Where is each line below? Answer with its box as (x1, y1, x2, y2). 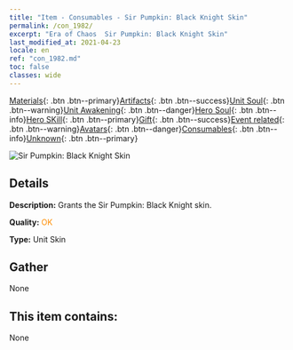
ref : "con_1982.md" (9, 54, 82, 63)
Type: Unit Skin (9, 234, 67, 244)
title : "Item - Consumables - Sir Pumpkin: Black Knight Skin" (9, 12, 249, 22)
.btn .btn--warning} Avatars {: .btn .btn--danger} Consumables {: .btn (9, 123, 255, 134)
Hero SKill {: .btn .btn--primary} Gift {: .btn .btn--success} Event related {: (26, 114, 285, 124)
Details (9, 176, 49, 191)
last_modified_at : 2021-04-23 (9, 37, 122, 47)
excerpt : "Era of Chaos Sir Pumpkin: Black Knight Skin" (9, 29, 228, 38)
